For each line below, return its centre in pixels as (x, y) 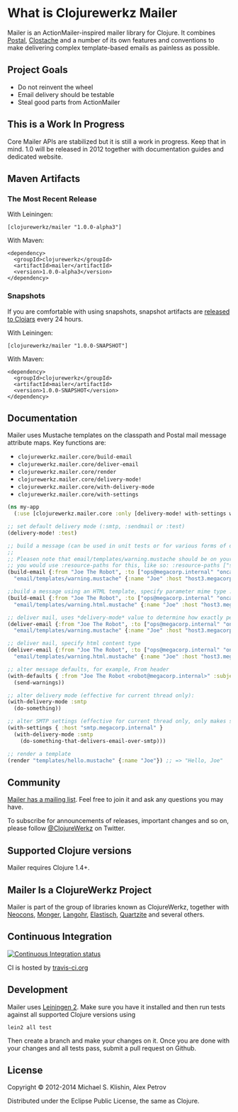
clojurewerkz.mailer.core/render (67, 472)
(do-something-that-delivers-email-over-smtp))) (93, 741)
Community (34, 782)
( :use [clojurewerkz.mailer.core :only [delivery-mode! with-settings (120, 514)
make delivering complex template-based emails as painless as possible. (114, 47)
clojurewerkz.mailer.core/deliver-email (78, 465)
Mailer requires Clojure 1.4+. (49, 868)
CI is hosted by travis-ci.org (48, 968)
